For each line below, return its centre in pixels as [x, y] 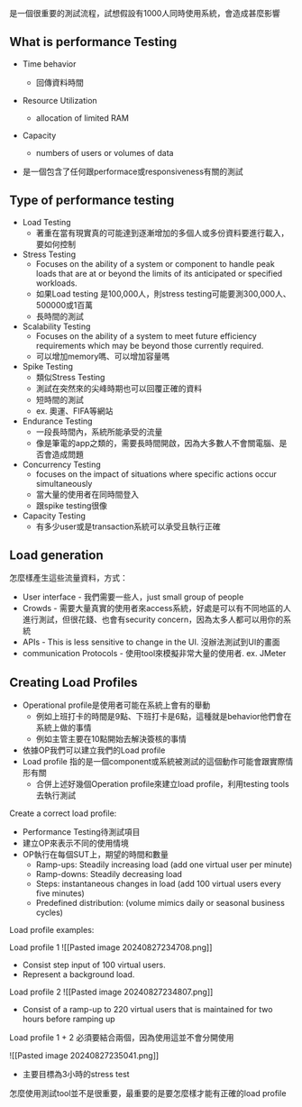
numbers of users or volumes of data [105, 152]
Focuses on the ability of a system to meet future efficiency [146, 335]
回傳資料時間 [59, 82]
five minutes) [60, 893]
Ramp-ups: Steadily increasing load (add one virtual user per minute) [164, 865]
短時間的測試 [59, 399]
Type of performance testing [92, 201]
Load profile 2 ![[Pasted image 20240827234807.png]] [111, 992]
